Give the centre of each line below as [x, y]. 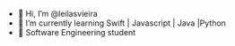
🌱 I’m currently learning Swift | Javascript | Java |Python [122, 23]
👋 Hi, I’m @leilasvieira [58, 14]
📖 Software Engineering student [77, 32]
